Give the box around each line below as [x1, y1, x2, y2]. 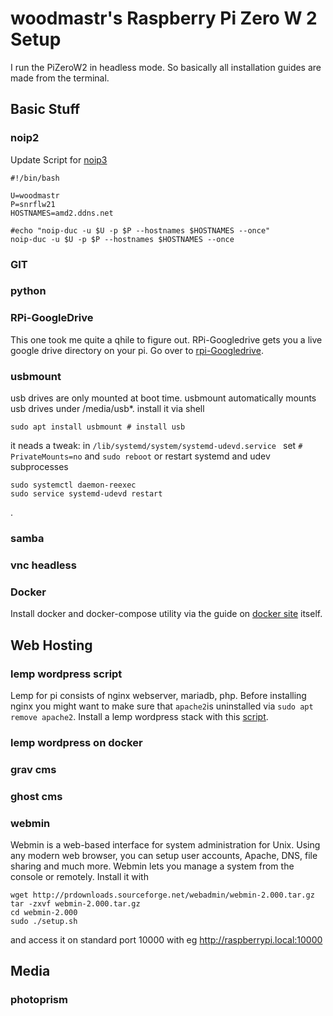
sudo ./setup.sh [10, 916, 78, 926]
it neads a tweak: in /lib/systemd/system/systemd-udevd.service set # [10, 440, 303, 452]
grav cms [10, 762, 57, 776]
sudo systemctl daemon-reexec [10, 480, 137, 491]
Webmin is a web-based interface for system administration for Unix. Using [10, 838, 321, 851]
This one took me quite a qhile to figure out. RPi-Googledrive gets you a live [10, 333, 323, 346]
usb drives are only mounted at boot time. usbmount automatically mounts [10, 392, 317, 404]
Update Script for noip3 [10, 153, 108, 166]
